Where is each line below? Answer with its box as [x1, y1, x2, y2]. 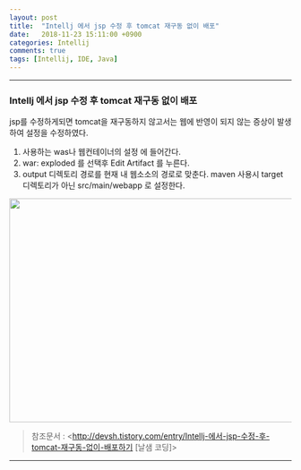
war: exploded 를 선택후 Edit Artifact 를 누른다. [21, 158, 190, 168]
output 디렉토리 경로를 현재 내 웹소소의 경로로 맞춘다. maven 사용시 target [21, 169, 284, 180]
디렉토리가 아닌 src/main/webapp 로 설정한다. [21, 180, 185, 191]
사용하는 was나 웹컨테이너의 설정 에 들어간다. [21, 147, 182, 158]
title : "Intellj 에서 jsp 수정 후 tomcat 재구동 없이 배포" [9, 21, 219, 30]
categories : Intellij [9, 38, 90, 47]
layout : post [9, 13, 58, 22]
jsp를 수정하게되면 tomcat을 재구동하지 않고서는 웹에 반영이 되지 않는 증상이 [9, 116, 275, 127]
